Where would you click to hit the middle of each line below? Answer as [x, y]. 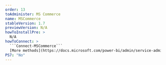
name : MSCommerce [23, 19]
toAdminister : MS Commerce [33, 14]
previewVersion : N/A [26, 28]
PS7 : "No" [15, 55]
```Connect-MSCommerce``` [36, 46]
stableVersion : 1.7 [25, 23]
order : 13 [15, 10]
